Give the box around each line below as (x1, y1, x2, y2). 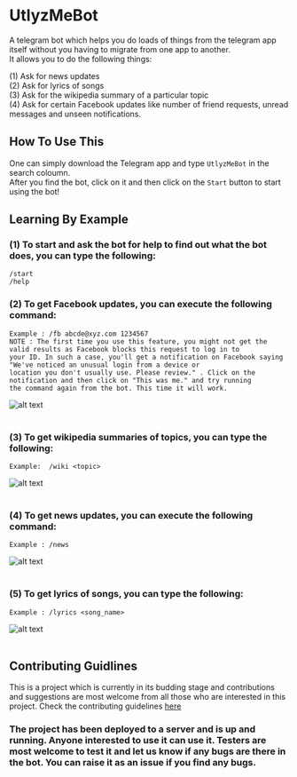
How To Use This (9, 134, 105, 149)
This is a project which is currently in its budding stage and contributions (9, 682, 275, 693)
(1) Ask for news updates (9, 70, 100, 81)
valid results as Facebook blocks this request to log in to (9, 345, 240, 353)
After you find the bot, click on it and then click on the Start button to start (9, 177, 281, 187)
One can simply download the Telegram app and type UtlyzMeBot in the (9, 157, 270, 169)
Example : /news (9, 541, 69, 550)
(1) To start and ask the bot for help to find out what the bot (9, 239, 268, 251)
